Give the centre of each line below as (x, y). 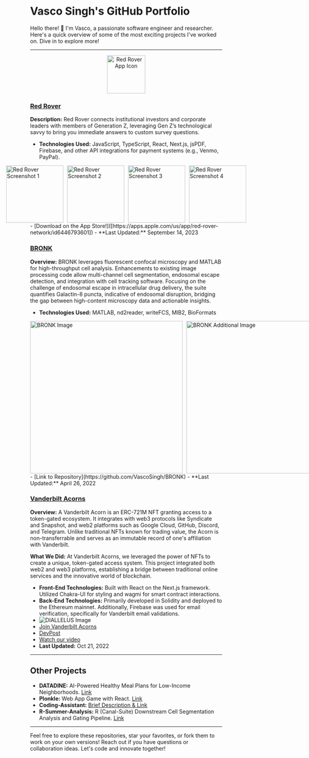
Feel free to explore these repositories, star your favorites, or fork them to (123, 735)
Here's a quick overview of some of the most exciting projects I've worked (123, 34)
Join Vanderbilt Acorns (68, 626)
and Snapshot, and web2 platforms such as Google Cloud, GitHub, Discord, (125, 525)
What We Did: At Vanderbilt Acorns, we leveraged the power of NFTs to (120, 556)
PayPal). (49, 157)
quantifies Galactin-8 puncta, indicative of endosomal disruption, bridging (123, 294)
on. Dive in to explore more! (65, 41)
